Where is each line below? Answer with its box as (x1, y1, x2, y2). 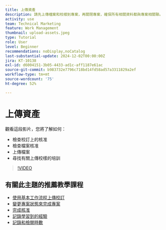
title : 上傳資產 (5, 7, 36, 12)
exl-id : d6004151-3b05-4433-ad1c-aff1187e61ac (5, 63, 103, 68)
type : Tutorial (5, 35, 37, 40)
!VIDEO (17, 165, 32, 171)
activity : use (5, 16, 35, 21)
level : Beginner (5, 44, 39, 49)
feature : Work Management (5, 26, 58, 31)
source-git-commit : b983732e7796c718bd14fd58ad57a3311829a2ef (5, 68, 136, 73)
